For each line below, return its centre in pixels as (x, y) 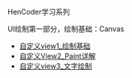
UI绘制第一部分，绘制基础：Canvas (66, 29)
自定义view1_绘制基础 (55, 46)
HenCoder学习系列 (39, 12)
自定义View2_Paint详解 (57, 56)
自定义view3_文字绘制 (56, 66)
